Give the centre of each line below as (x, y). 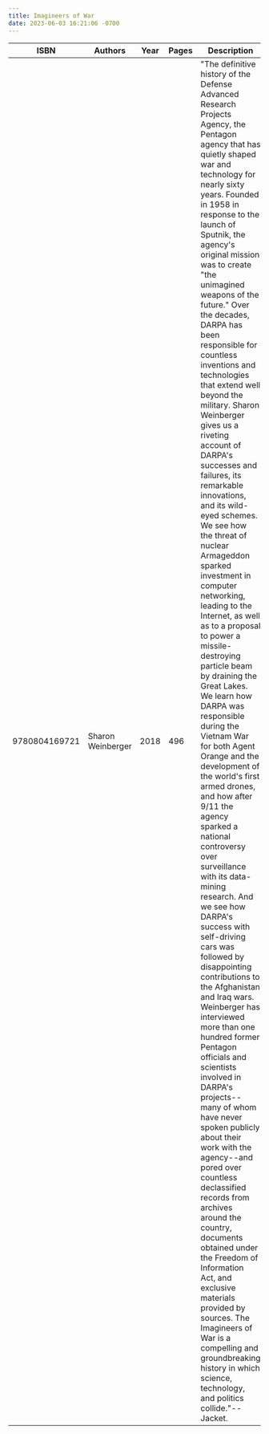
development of (230, 766)
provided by (223, 1307)
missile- (216, 645)
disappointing (226, 966)
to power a (221, 636)
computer (219, 585)
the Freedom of (229, 1257)
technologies (225, 375)
